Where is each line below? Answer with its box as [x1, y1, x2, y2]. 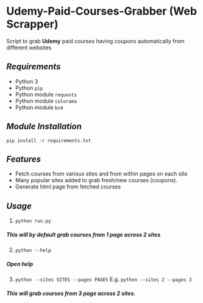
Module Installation [6, 121, 82, 132]
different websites [6, 44, 52, 51]
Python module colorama [15, 97, 77, 104]
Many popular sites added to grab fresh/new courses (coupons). [15, 177, 178, 184]
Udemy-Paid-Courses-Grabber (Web [6, 4, 197, 18]
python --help [15, 248, 51, 254]
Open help [6, 260, 34, 268]
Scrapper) [6, 17, 59, 31]
